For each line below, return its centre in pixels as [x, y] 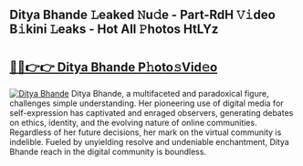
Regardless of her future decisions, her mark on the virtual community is [146, 132]
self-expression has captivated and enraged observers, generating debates [151, 113]
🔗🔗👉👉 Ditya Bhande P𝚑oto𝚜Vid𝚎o [114, 67]
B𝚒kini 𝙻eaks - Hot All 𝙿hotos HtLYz [114, 30]
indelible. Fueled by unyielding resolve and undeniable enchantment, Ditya [149, 142]
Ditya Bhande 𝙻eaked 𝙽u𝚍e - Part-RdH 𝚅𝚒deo [143, 15]
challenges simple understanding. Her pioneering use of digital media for [147, 103]
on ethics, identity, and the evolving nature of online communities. [133, 123]
